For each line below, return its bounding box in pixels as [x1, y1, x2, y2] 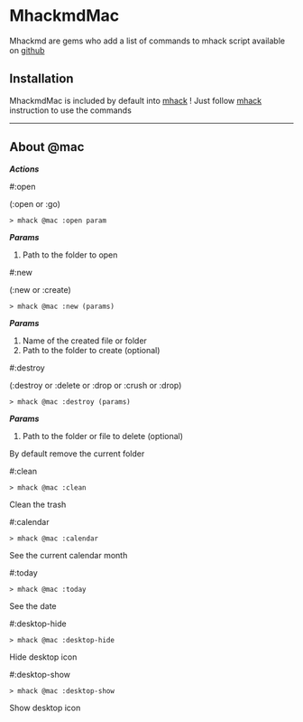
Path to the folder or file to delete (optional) [22, 430, 183, 441]
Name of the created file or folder [22, 335, 147, 346]
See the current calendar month [9, 549, 128, 560]
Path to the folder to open [22, 249, 118, 260]
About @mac [9, 139, 85, 155]
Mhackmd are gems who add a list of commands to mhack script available [9, 35, 286, 46]
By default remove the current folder [9, 448, 145, 459]
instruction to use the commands [9, 105, 133, 116]
